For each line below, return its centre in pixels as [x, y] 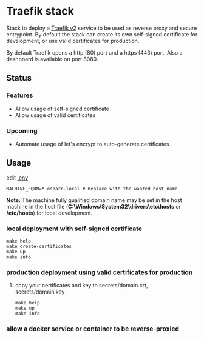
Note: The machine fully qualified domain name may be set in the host [94, 200]
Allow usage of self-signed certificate [62, 109]
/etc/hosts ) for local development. [49, 213]
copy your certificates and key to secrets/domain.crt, [81, 286]
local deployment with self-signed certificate [74, 229]
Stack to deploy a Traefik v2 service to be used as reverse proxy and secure [102, 28]
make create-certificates [39, 247]
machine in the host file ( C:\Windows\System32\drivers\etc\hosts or [93, 206]
